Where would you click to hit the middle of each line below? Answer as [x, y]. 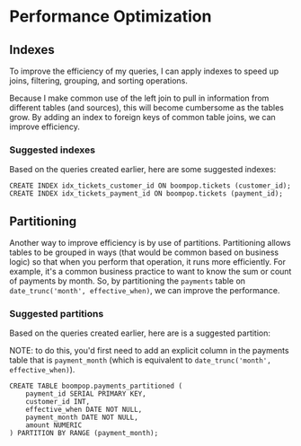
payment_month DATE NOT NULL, [82, 418]
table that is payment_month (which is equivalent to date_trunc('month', [140, 360]
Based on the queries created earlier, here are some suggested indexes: [143, 170]
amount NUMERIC [54, 425]
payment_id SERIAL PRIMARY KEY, [86, 394]
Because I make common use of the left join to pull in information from [139, 98]
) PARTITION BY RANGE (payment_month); [84, 433]
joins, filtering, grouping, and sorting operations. [99, 81]
